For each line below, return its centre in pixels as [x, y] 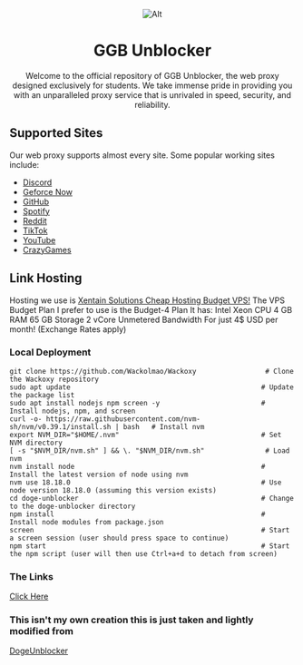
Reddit [34, 220]
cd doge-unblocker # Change [152, 498]
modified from [42, 631]
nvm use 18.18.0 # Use [146, 482]
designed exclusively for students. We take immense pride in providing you [152, 85]
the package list [42, 395]
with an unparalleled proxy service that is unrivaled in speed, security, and [152, 94]
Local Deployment [50, 352]
